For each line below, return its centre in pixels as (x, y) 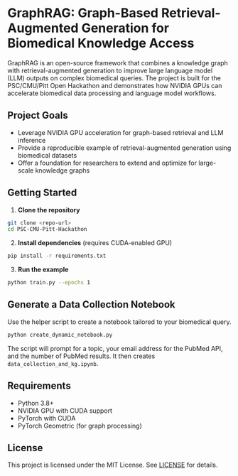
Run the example (43, 270)
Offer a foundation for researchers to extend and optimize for (107, 163)
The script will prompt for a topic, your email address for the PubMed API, (115, 348)
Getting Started (42, 193)
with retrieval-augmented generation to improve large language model (110, 70)
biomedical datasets (47, 155)
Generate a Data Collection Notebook (91, 304)
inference (32, 140)
